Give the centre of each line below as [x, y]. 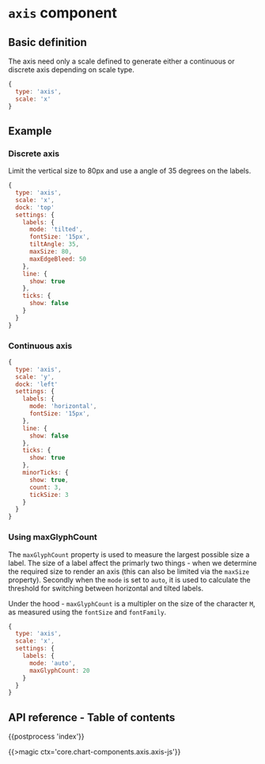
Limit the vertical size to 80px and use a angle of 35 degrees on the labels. [130, 171]
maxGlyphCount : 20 [59, 670]
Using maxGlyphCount [53, 537]
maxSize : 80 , [51, 252]
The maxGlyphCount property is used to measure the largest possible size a [129, 554]
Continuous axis [40, 346]
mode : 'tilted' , [56, 230]
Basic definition [47, 42]
